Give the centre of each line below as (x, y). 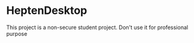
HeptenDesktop (47, 11)
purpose (17, 33)
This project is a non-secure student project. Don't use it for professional (97, 27)
